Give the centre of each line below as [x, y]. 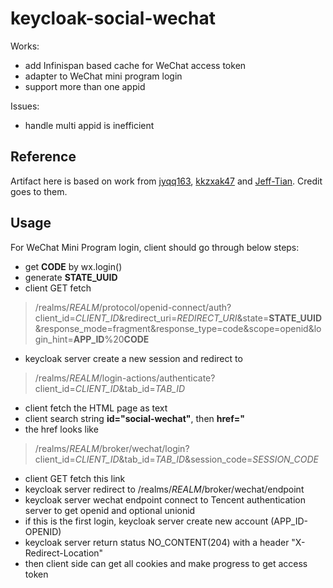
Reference [43, 157]
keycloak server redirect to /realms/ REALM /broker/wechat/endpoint [164, 489]
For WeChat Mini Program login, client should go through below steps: [155, 247]
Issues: [25, 106]
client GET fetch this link [75, 478]
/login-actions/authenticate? [157, 378]
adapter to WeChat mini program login [103, 76]
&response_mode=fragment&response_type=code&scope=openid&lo [178, 328]
